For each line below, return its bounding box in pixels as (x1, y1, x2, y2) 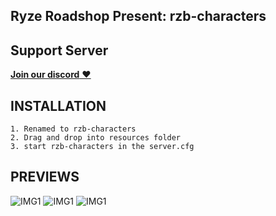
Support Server (10, 42, 109, 59)
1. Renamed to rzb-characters (10, 124, 137, 134)
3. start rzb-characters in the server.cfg (10, 142, 195, 152)
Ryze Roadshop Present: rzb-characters (10, 8, 267, 25)
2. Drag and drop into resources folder (10, 133, 182, 143)
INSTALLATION (10, 97, 107, 114)
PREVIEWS (10, 169, 80, 186)
